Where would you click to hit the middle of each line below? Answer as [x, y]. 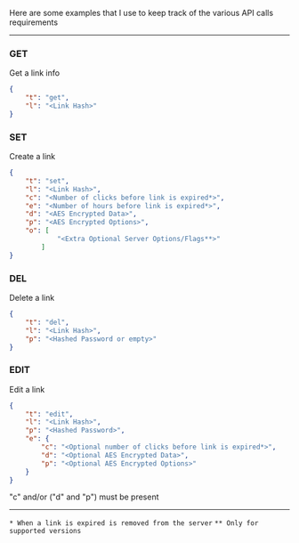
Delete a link [32, 298]
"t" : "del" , [47, 322]
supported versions [45, 531]
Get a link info [35, 73]
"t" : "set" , [47, 181]
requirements [34, 22]
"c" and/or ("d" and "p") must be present [84, 497]
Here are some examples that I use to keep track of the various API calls [141, 13]
